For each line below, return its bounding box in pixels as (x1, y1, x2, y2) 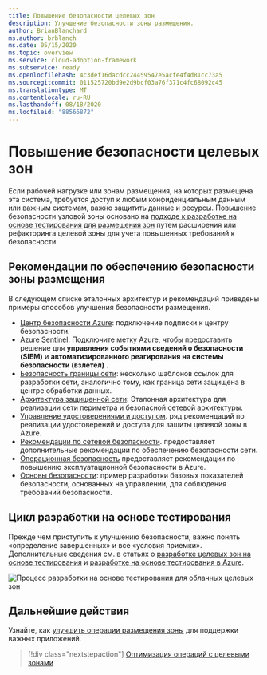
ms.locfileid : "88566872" (8, 109, 94, 117)
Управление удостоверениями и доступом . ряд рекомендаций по (19, 411, 245, 420)
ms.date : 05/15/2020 (8, 42, 77, 50)
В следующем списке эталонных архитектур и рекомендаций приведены (8, 293, 260, 304)
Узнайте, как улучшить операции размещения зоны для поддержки (8, 625, 239, 635)
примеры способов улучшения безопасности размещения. (8, 302, 211, 312)
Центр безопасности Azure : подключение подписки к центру (19, 317, 229, 328)
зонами (27, 658, 54, 668)
